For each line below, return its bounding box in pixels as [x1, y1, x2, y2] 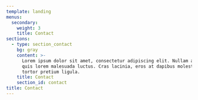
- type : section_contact [11, 42, 72, 48]
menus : [6, 14, 22, 20]
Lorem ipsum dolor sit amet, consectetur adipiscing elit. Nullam [21, 58, 189, 64]
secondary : [11, 19, 38, 25]
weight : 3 [16, 25, 41, 31]
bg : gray [16, 47, 38, 53]
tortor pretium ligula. [21, 69, 81, 75]
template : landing [6, 8, 51, 15]
